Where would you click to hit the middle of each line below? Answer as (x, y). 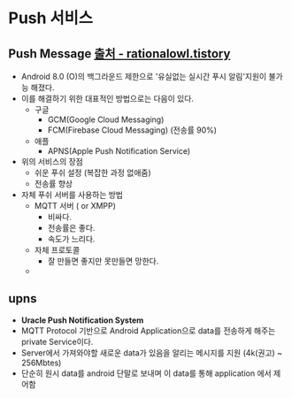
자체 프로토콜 (57, 250)
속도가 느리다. (71, 239)
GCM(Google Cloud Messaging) (106, 119)
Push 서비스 (51, 18)
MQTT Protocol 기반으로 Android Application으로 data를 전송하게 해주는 (148, 330)
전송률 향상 (53, 184)
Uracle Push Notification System (82, 320)
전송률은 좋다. (71, 228)
